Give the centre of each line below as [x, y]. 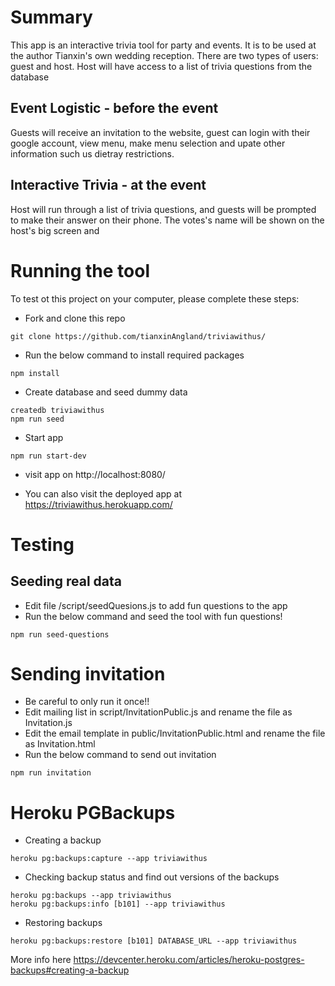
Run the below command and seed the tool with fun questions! [153, 616]
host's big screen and [55, 230]
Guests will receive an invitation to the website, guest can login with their [160, 132]
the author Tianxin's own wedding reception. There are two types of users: [164, 55]
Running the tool [80, 270]
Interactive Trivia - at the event [108, 185]
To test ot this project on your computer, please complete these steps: [155, 298]
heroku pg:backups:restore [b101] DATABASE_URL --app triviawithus [154, 941]
